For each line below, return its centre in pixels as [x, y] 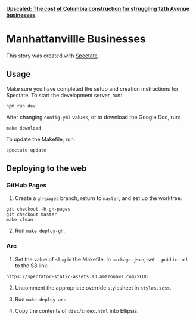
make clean [20, 220]
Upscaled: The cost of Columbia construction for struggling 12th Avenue [98, 9]
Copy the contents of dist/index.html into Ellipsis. [77, 310]
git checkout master [32, 214]
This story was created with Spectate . [53, 56]
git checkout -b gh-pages [38, 209]
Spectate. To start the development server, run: [64, 95]
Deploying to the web [46, 169]
